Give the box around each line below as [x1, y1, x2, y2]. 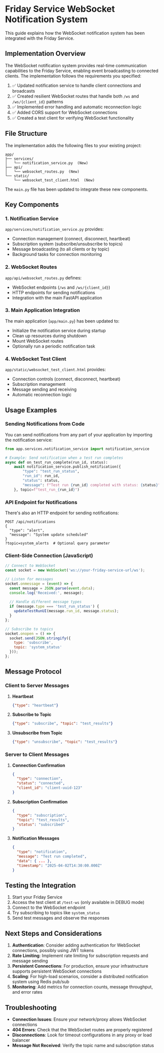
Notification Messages [12, 835, 60, 841]
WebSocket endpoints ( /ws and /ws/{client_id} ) [12, 284, 111, 290]
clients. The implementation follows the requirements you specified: [5, 73, 142, 79]
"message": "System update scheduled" [9, 532, 89, 537]
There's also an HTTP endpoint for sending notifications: [5, 510, 119, 516]
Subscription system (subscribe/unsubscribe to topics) [12, 241, 123, 247]
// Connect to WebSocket [5, 563, 56, 568]
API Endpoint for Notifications [5, 499, 78, 505]
